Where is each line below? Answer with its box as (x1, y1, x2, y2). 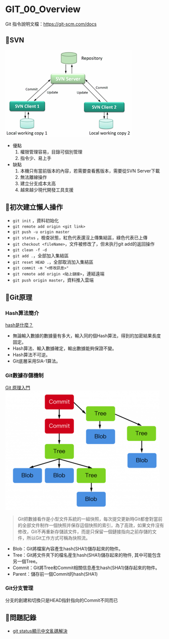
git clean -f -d (12, 247, 47, 253)
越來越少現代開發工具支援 (20, 186, 74, 193)
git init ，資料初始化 (12, 217, 59, 223)
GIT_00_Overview (5, 4, 81, 15)
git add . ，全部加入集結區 (12, 252, 69, 259)
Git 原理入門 (5, 384, 30, 390)
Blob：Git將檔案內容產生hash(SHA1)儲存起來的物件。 (12, 545, 123, 551)
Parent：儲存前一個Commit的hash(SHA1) (12, 571, 98, 577)
